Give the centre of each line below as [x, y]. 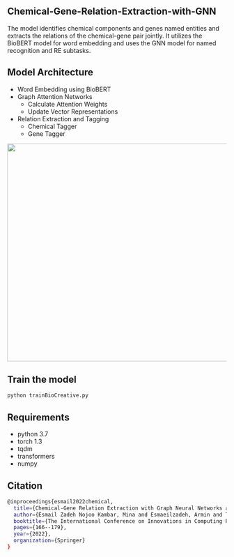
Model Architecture [50, 73]
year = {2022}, [32, 534]
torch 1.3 [30, 441]
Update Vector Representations [73, 112]
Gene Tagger [47, 133]
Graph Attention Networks [55, 96]
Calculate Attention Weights [68, 104]
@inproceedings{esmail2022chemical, [60, 501]
